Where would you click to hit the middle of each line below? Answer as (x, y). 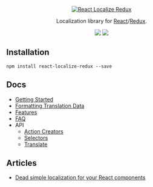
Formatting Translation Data (50, 106)
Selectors (36, 138)
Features (26, 112)
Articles (22, 163)
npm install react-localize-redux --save (59, 66)
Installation (28, 52)
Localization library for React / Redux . (102, 21)
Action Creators (44, 131)
